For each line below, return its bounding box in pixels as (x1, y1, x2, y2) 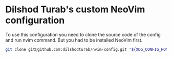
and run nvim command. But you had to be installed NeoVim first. (5, 37, 143, 43)
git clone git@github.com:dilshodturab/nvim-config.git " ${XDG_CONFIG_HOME (5, 47, 170, 52)
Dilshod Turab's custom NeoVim (5, 4, 145, 15)
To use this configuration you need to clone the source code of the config (5, 31, 161, 37)
